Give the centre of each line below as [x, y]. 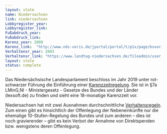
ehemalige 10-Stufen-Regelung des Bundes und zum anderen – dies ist [78, 116]
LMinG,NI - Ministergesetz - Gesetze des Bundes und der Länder [72, 90]
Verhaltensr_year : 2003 [30, 51]
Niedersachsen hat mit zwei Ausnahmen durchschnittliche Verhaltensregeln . [83, 105]
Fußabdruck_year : [23, 33]
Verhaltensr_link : [24, 56]
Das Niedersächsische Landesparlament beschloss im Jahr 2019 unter [78, 80]
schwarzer [16, 85]
